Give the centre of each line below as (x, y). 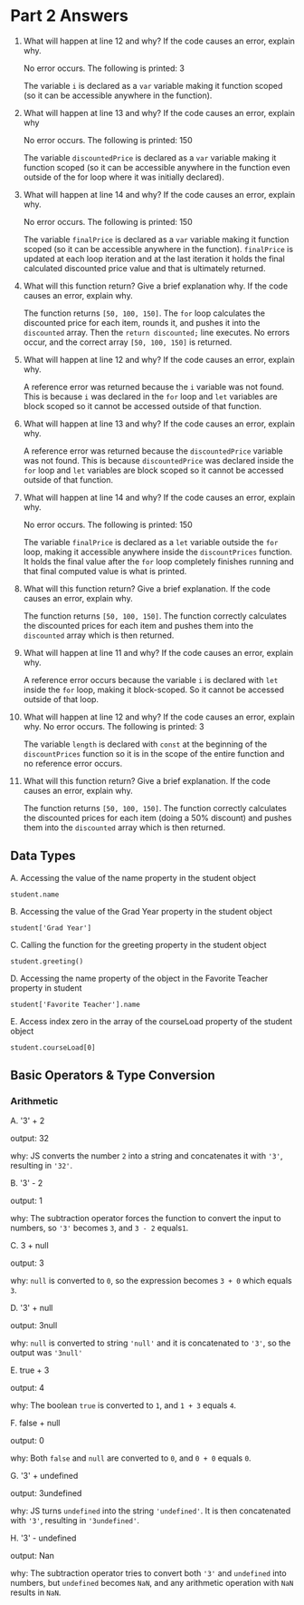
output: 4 (27, 1388)
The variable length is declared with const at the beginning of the (145, 744)
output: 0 (27, 1441)
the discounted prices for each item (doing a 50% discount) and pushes (157, 817)
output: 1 (27, 1201)
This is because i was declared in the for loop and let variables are (151, 396)
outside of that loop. (61, 699)
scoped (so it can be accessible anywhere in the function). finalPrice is (158, 249)
